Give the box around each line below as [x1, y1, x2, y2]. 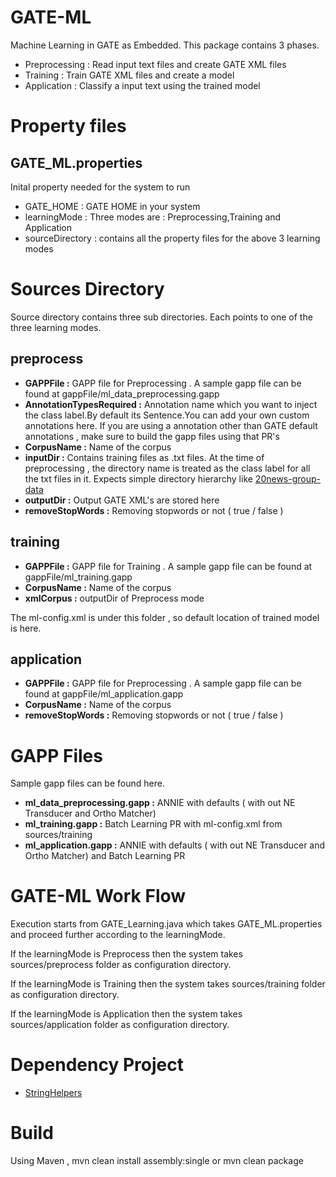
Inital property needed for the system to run [10, 181, 191, 193]
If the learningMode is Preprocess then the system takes [10, 948, 243, 960]
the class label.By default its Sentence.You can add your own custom [24, 409, 310, 421]
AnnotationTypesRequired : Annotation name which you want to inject [24, 398, 318, 410]
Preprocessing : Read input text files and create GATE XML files [24, 58, 287, 70]
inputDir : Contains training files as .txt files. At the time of [24, 451, 265, 463]
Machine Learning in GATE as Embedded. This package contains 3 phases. [10, 39, 320, 51]
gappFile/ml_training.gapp [24, 571, 133, 583]
